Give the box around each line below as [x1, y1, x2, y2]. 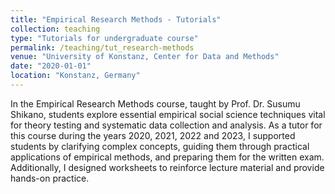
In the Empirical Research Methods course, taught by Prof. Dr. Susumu [10, 97, 301, 110]
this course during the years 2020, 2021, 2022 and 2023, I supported [10, 129, 296, 141]
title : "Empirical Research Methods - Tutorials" [10, 14, 222, 25]
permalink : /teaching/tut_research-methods [10, 42, 195, 53]
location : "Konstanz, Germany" [10, 71, 141, 81]
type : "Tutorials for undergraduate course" [10, 33, 199, 43]
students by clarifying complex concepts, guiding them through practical [10, 140, 310, 152]
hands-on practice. [10, 172, 90, 184]
